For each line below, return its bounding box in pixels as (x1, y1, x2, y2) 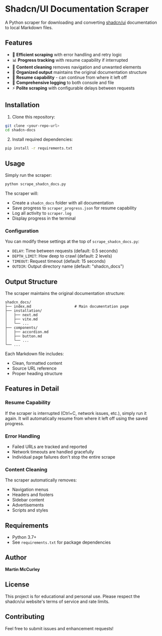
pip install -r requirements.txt (5, 146, 73, 151)
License (5, 581, 30, 589)
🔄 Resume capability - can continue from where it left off (12, 74, 127, 80)
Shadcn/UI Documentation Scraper (5, 3, 149, 15)
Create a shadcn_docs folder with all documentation (12, 200, 114, 206)
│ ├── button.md (5, 334, 42, 339)
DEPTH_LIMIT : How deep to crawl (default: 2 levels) (12, 253, 113, 259)
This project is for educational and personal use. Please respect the (5, 593, 140, 599)
